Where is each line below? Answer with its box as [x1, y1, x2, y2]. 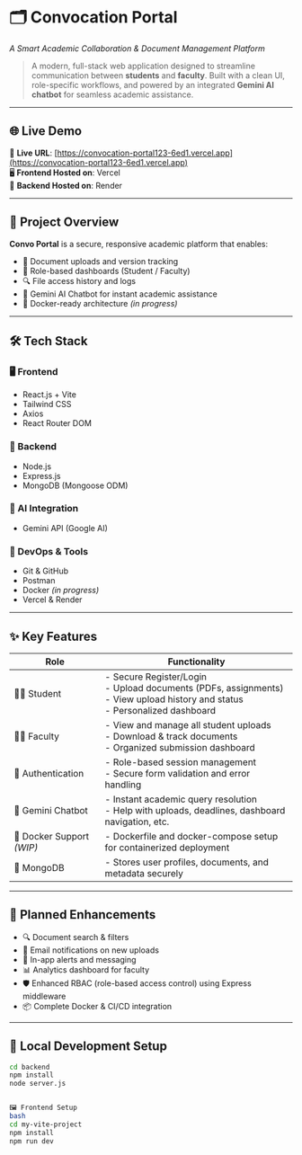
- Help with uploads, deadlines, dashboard [104, 804, 286, 816]
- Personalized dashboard [104, 704, 217, 716]
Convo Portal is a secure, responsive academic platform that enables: [9, 238, 269, 249]
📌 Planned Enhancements [9, 907, 156, 922]
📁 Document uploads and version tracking [22, 255, 179, 266]
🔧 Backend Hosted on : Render [9, 180, 123, 191]
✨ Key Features [9, 628, 97, 644]
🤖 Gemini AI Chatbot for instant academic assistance [22, 289, 218, 299]
